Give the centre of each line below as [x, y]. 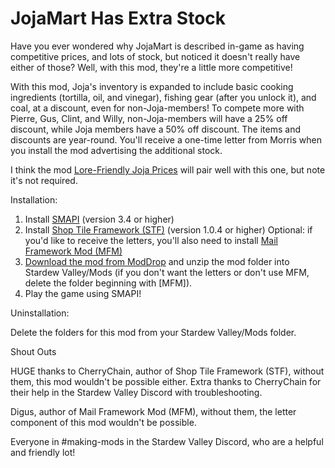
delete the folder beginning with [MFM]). [108, 283]
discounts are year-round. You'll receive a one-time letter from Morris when [166, 139]
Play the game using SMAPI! [83, 293]
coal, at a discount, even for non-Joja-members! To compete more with [157, 108]
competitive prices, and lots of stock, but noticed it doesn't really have [155, 56]
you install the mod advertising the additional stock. [116, 150]
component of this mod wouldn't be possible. [103, 422]
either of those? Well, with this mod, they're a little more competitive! [151, 67]
